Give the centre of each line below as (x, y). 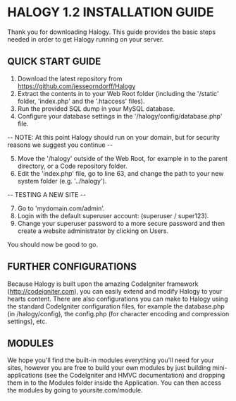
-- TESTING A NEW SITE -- (47, 194)
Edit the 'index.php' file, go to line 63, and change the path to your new (120, 173)
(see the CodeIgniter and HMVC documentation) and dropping (135, 376)
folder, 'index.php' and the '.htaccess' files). (81, 101)
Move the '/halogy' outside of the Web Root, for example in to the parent (122, 158)
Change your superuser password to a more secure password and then (121, 223)
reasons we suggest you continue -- (60, 145)
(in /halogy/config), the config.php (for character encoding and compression (118, 313)
